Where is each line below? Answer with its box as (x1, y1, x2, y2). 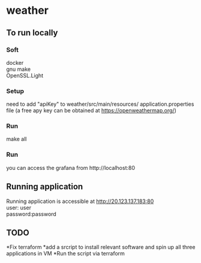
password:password (6, 210, 57, 217)
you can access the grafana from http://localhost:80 (6, 164, 136, 171)
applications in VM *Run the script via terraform (6, 250, 125, 257)
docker (6, 59, 24, 66)
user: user (6, 204, 32, 211)
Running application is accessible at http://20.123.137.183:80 (6, 198, 154, 205)
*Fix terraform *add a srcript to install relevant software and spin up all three (6, 244, 196, 251)
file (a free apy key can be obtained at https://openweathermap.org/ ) (6, 107, 177, 114)
